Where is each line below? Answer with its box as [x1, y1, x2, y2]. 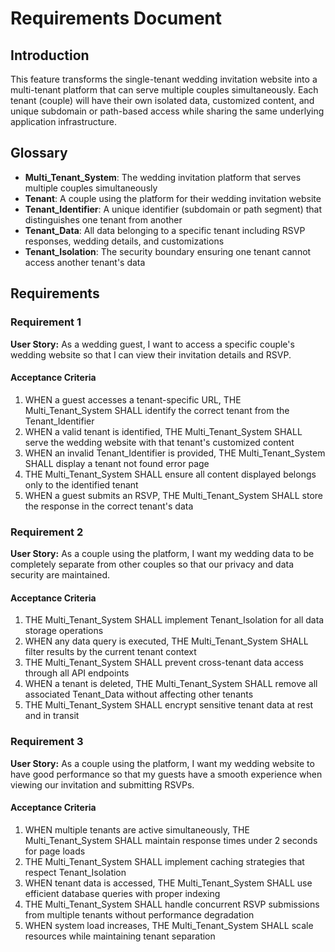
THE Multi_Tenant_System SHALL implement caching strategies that [24, 855, 305, 867]
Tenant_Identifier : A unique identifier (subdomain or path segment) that [24, 203, 323, 215]
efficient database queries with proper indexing [24, 887, 221, 899]
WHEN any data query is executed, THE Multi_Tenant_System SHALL [24, 635, 309, 647]
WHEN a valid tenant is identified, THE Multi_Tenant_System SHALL [24, 425, 303, 437]
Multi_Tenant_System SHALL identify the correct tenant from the [24, 404, 290, 416]
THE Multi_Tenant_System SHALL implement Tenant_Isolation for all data [24, 614, 325, 626]
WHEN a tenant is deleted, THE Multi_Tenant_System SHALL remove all [24, 678, 318, 690]
